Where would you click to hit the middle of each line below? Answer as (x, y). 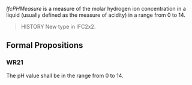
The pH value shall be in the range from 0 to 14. (65, 75)
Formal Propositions (45, 45)
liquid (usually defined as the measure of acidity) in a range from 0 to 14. (96, 15)
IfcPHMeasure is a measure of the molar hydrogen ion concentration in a (96, 9)
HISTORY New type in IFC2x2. (58, 27)
